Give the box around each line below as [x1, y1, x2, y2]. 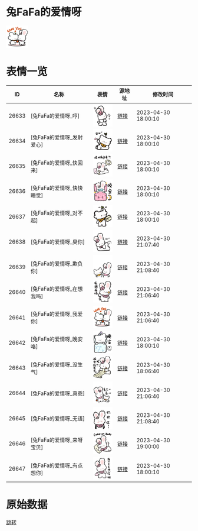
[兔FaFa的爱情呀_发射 [30, 134, 83, 141]
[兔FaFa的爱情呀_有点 [30, 462, 83, 469]
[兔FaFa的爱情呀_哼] [30, 112, 80, 119]
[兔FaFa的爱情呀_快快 [30, 184, 83, 191]
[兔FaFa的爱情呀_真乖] [30, 390, 85, 397]
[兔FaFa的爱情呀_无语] [30, 415, 85, 422]
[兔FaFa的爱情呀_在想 [30, 285, 83, 292]
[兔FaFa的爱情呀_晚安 [30, 335, 83, 343]
